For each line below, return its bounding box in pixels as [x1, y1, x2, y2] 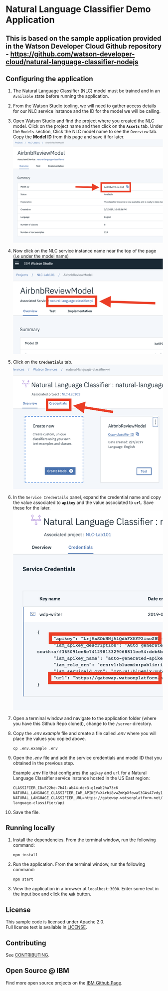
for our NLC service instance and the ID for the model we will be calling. [12, 108, 161, 114]
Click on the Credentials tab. [12, 359, 73, 365]
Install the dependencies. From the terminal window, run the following [12, 837, 156, 843]
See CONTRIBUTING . [5, 952, 49, 958]
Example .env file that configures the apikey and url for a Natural [12, 770, 147, 776]
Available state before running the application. [12, 93, 109, 99]
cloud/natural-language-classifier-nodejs [5, 58, 139, 66]
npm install [12, 853, 38, 858]
